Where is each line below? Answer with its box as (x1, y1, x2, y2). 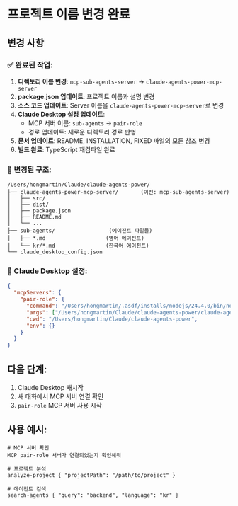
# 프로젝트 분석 (7, 465, 47, 473)
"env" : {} (25, 322, 55, 329)
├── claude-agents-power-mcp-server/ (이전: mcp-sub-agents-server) (7, 189, 230, 196)
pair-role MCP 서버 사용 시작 (17, 401, 103, 410)
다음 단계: (7, 363, 47, 375)
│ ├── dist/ (7, 201, 50, 209)
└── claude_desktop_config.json (7, 248, 103, 255)
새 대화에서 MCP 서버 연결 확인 (17, 392, 104, 401)
